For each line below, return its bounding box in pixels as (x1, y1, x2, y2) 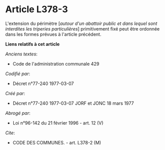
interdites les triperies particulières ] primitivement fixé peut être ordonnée (5, 25, 160, 32)
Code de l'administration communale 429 (12, 61, 100, 67)
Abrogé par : (5, 110, 30, 116)
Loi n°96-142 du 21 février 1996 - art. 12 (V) (12, 119, 104, 126)
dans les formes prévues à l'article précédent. (5, 31, 102, 37)
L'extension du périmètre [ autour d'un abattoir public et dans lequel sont (5, 20, 157, 26)
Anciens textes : (5, 51, 38, 57)
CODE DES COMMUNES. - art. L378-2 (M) (12, 139, 102, 145)
